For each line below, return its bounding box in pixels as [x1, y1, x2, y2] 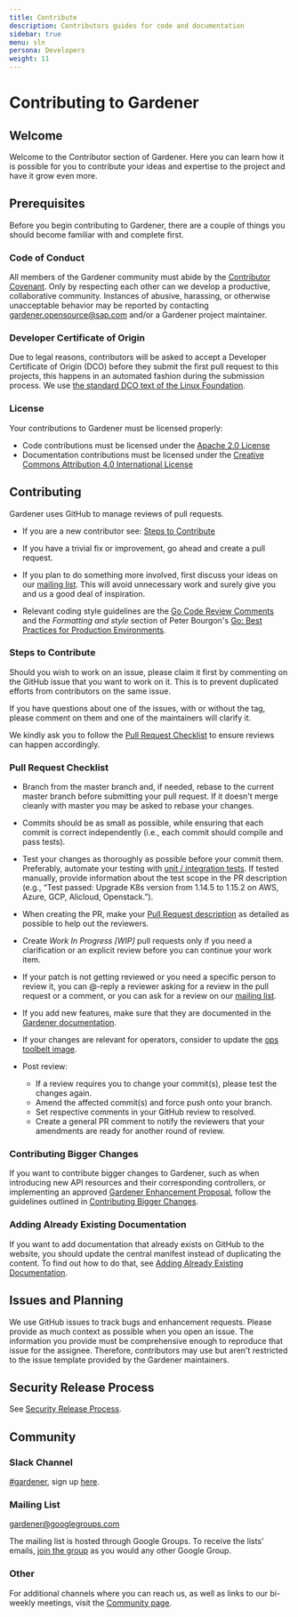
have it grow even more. [9, 171, 98, 181]
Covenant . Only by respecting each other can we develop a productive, [9, 281, 270, 292]
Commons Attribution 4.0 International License [21, 459, 194, 470]
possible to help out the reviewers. [21, 918, 149, 929]
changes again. [35, 1088, 93, 1098]
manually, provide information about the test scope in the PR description [21, 873, 287, 883]
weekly [9, 1597, 36, 1608]
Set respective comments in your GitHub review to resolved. [35, 1106, 256, 1117]
